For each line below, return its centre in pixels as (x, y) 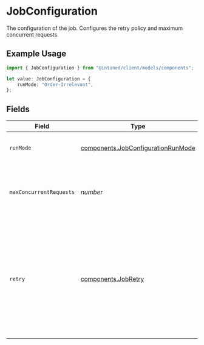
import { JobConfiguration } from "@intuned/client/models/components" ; (100, 68)
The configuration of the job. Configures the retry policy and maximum (95, 28)
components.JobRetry (112, 279)
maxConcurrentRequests (42, 192)
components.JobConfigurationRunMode (138, 148)
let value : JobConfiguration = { (49, 79)
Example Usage (36, 54)
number (92, 192)
